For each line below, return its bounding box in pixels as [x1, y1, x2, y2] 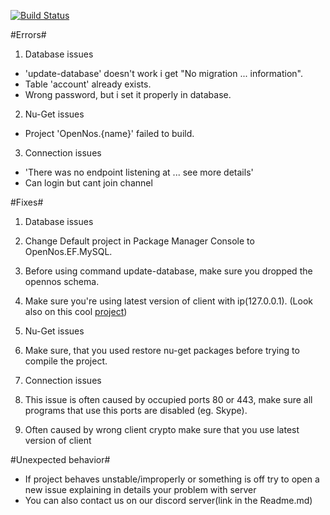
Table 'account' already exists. [24, 78, 152, 90]
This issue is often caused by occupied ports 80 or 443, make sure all [24, 394, 313, 405]
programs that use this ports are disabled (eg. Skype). [24, 405, 248, 416]
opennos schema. [24, 276, 100, 287]
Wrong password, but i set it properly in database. [24, 89, 232, 100]
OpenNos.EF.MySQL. [24, 246, 113, 257]
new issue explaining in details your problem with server [24, 484, 257, 495]
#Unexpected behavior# [10, 454, 111, 465]
